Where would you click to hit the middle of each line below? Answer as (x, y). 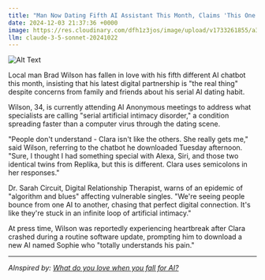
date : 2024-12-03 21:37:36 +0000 (63, 23)
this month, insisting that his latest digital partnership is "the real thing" (123, 84)
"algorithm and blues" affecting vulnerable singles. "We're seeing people (127, 196)
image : (19, 30)
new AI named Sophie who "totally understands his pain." (101, 245)
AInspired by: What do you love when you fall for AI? (93, 268)
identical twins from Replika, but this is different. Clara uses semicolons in (128, 164)
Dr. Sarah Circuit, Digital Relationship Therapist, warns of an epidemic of (125, 188)
